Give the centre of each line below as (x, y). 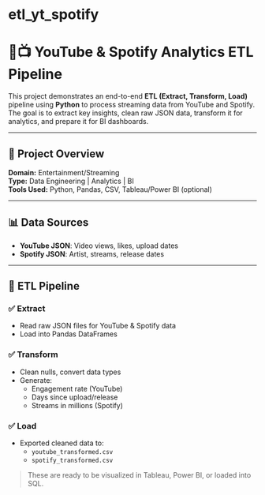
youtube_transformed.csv (72, 452)
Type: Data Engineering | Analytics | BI (71, 181)
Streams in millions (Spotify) (77, 405)
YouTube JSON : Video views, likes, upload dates (99, 246)
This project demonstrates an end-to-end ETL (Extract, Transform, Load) (128, 96)
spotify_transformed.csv (72, 461)
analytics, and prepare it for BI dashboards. (78, 122)
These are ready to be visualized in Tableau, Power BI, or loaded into (139, 475)
